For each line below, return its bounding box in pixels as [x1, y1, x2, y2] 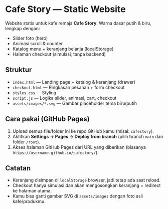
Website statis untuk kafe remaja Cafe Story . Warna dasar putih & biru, [5, 20, 151, 26]
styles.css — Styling [12, 89, 57, 96]
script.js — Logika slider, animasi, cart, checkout [12, 95, 117, 101]
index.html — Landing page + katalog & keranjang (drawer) [12, 79, 136, 85]
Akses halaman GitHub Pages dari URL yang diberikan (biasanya [12, 144, 146, 150]
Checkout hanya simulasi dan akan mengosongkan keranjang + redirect [12, 182, 161, 188]
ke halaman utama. [12, 188, 52, 194]
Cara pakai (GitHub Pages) [5, 115, 90, 123]
